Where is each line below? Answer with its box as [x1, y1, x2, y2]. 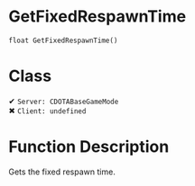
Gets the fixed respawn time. [8, 166, 116, 177]
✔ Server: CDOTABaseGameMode [8, 95, 119, 106]
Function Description [8, 137, 170, 157]
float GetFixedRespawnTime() [8, 36, 118, 45]
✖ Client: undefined [8, 105, 87, 116]
